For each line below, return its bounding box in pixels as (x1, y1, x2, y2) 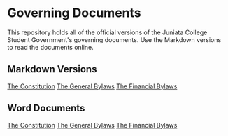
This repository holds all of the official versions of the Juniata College (7, 28, 208, 36)
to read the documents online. (7, 43, 94, 51)
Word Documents (7, 102, 85, 114)
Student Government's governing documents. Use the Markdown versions (7, 35, 222, 43)
